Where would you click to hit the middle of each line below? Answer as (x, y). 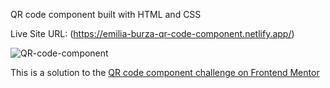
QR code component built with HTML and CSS (106, 14)
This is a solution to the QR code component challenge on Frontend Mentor (165, 72)
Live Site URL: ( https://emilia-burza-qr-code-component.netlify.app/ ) (152, 33)
